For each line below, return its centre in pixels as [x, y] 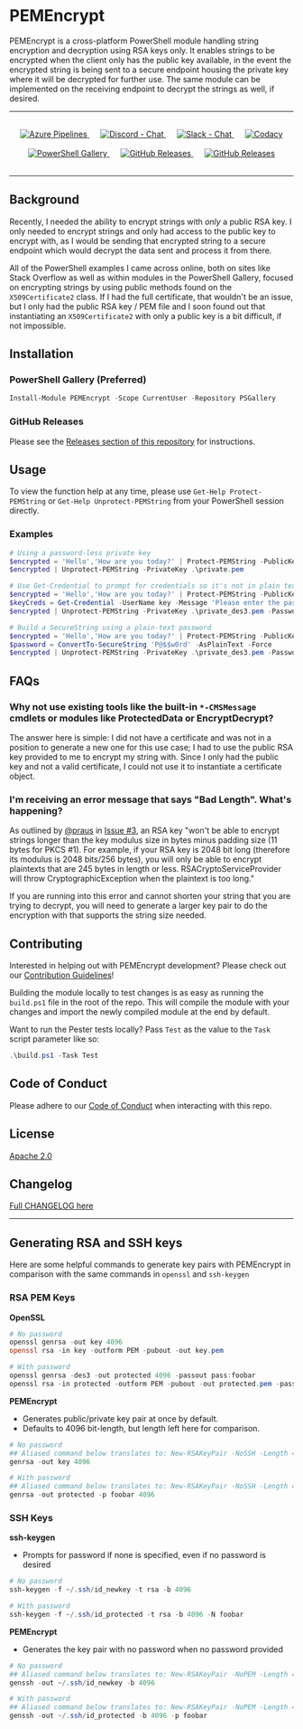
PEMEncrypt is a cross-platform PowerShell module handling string [134, 41]
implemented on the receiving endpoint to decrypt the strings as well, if [142, 89]
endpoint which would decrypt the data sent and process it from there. [141, 250]
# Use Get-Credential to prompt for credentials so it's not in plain [145, 586]
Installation [41, 354]
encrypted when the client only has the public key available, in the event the [150, 60]
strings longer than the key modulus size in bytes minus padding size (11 [143, 840]
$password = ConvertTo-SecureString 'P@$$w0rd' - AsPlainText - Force [141, 644]
